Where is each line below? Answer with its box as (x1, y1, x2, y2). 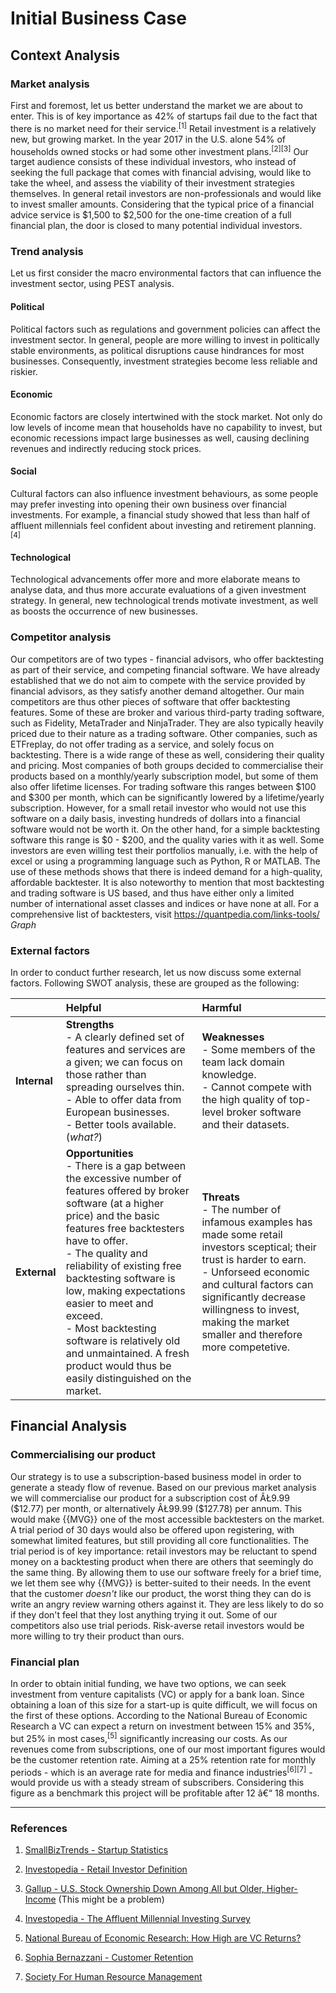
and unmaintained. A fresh (65, 1346, 190, 1360)
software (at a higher (65, 1196, 165, 1210)
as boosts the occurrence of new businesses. (10, 605, 198, 617)
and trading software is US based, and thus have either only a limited (10, 887, 295, 899)
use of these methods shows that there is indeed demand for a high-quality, (10, 865, 323, 877)
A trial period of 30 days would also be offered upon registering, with (10, 1523, 295, 1536)
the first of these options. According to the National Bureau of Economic (10, 1709, 308, 1721)
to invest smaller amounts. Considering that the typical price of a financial (10, 198, 315, 211)
